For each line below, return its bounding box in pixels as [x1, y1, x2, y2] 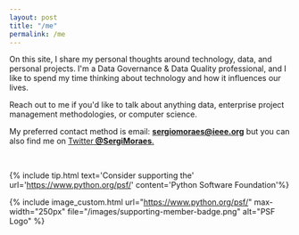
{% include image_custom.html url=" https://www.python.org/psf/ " [9, 197, 253, 207]
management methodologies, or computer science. [9, 109, 198, 120]
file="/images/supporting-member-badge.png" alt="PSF [67, 207, 276, 217]
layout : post [9, 12, 58, 22]
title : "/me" [9, 21, 58, 30]
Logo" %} [9, 215, 46, 227]
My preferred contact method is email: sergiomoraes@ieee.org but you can [9, 126, 290, 137]
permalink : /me [9, 29, 66, 38]
